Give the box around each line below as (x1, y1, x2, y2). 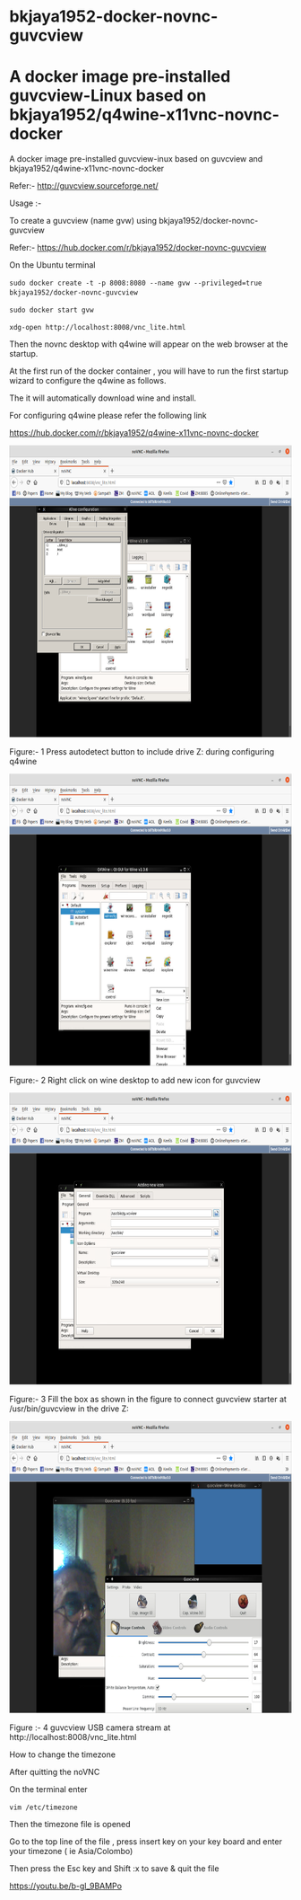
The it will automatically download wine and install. (9, 393, 197, 403)
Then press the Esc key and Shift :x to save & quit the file (9, 1863, 219, 1874)
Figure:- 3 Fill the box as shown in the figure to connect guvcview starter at (9, 1394, 287, 1405)
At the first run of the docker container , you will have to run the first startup (9, 366, 289, 376)
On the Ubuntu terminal (9, 260, 96, 270)
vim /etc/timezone (9, 1803, 78, 1812)
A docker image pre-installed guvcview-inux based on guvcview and (9, 154, 263, 164)
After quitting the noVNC (9, 1767, 100, 1778)
